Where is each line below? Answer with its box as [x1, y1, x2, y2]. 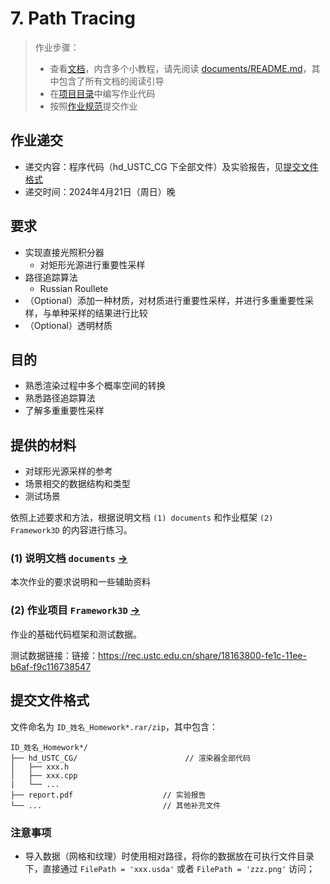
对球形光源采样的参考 [24, 465, 113, 477]
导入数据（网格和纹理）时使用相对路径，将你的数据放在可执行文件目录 [24, 850, 315, 862]
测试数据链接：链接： [10, 649, 98, 661]
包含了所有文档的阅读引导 [58, 75, 165, 87]
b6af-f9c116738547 [10, 660, 92, 672]
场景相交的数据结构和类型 [24, 478, 131, 490]
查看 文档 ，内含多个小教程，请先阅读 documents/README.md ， [49, 62, 312, 74]
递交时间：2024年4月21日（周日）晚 [24, 185, 176, 197]
